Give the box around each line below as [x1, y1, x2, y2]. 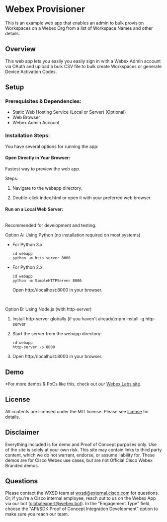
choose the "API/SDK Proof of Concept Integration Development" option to [5, 506, 158, 512]
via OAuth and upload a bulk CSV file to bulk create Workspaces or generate [5, 63, 162, 69]
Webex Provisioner [5, 3, 85, 15]
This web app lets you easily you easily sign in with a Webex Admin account [5, 58, 161, 64]
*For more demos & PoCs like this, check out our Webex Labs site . [5, 381, 142, 387]
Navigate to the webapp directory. [12, 185, 83, 191]
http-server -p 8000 [12, 345, 55, 350]
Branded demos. [5, 462, 39, 468]
